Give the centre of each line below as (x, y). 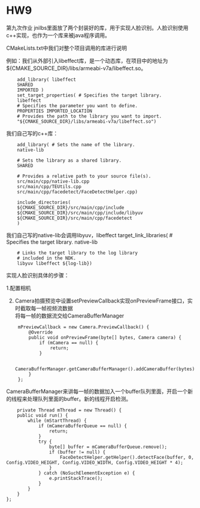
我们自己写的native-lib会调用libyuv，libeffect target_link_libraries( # (90, 235)
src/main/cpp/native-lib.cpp (53, 181)
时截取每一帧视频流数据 (44, 308)
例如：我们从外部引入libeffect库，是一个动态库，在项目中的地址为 (87, 61)
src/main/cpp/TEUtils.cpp (49, 186)
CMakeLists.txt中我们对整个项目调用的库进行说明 (66, 48)
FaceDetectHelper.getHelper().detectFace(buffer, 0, (127, 457)
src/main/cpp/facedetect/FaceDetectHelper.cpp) (77, 192)
